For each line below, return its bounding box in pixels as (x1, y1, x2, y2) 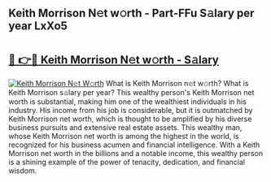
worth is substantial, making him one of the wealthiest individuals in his (8, 97, 247, 106)
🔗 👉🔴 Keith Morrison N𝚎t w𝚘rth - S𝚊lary (8, 53, 220, 67)
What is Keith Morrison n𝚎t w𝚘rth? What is (105, 79, 249, 88)
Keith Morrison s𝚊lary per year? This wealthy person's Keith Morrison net (8, 88, 255, 97)
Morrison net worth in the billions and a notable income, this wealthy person (8, 149, 264, 158)
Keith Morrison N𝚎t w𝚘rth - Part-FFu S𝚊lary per (8, 6, 255, 20)
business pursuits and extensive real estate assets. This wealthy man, (8, 123, 243, 132)
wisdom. (8, 166, 37, 175)
